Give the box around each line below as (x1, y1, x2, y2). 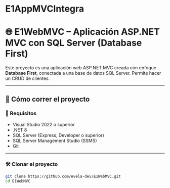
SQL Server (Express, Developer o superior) (12, 132, 105, 138)
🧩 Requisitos (5, 110, 37, 117)
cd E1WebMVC (5, 178, 30, 183)
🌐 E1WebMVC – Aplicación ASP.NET (5, 26, 160, 38)
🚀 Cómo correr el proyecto (5, 95, 90, 104)
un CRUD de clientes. (5, 75, 50, 81)
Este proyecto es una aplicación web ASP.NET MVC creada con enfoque (5, 65, 157, 71)
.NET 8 (12, 127, 27, 133)
